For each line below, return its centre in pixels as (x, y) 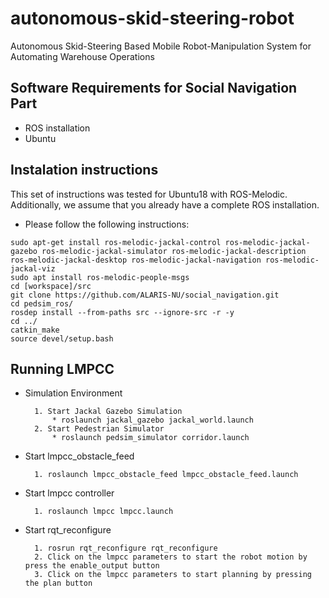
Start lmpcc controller (69, 493)
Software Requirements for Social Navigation (154, 88)
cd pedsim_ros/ (42, 303)
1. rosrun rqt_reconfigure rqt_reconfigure (126, 548)
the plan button (58, 583)
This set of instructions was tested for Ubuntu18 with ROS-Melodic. (149, 194)
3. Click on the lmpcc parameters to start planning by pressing (173, 575)
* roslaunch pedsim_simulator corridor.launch (150, 438)
